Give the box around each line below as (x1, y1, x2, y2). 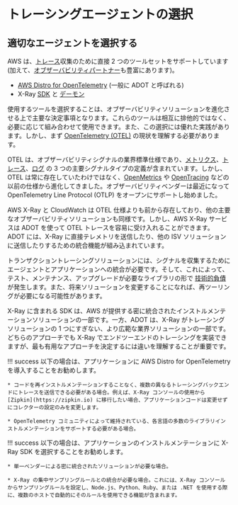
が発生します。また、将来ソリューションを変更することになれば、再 (7, 283, 205, 291)
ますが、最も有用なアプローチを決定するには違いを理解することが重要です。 (7, 342, 230, 351)
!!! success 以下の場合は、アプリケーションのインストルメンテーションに (7, 438, 220, 447)
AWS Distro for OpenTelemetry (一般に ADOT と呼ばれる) (17, 81, 184, 89)
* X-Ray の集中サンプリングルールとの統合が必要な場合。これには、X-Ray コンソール (7, 477, 226, 484)
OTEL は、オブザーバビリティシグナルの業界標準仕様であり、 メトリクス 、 (7, 155, 223, 164)
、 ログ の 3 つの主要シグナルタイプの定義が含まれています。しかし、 (25, 164, 227, 172)
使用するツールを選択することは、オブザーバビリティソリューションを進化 (7, 105, 225, 113)
